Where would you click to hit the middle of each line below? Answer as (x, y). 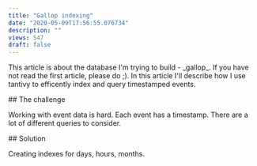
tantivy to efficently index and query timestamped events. (102, 85)
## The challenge (37, 100)
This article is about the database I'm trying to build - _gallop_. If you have (128, 67)
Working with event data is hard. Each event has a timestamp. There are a (128, 115)
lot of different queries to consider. (65, 123)
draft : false (30, 45)
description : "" (35, 30)
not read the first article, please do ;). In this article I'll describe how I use (127, 76)
